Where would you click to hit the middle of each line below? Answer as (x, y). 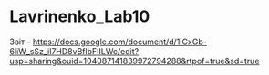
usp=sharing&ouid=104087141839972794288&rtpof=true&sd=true (134, 61)
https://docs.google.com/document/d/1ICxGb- (119, 42)
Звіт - (20, 42)
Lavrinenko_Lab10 (80, 17)
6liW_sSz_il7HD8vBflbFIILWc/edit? (74, 51)
